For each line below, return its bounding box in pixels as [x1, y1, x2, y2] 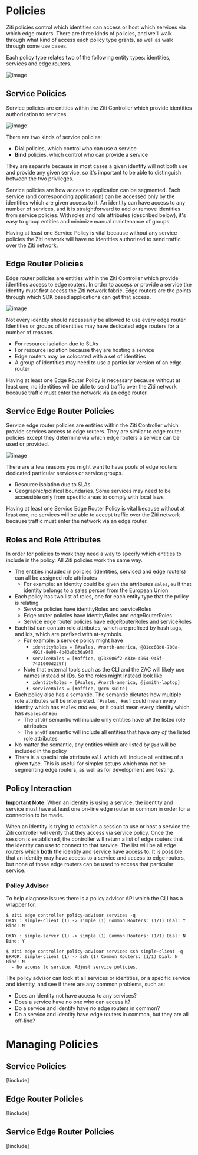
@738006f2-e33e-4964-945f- [98, 656, 165, 662]
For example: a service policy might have [23, 637, 123, 644]
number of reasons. [6, 328, 54, 335]
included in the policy [14, 748, 67, 755]
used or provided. [6, 440, 49, 447]
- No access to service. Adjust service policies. [11, 964, 138, 970]
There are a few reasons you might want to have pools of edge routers [6, 463, 177, 470]
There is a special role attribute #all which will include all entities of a [14, 753, 184, 761]
